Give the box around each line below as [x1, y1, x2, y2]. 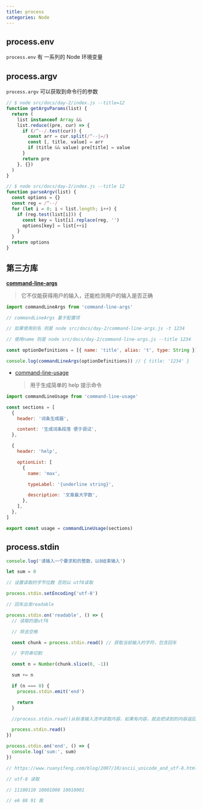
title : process [6, 8, 44, 15]
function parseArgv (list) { [6, 189, 77, 195]
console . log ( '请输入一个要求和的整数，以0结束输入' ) [6, 558, 126, 564]
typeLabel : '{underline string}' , [28, 481, 114, 487]
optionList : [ [17, 459, 52, 465]
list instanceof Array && [17, 117, 82, 123]
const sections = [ [6, 404, 55, 410]
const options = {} [11, 195, 61, 201]
